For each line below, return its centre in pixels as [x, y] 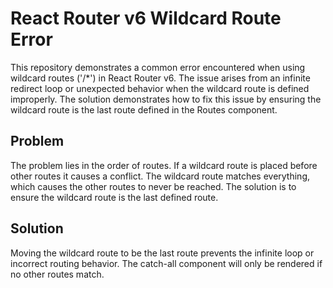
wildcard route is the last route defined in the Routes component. [144, 109]
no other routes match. [57, 274]
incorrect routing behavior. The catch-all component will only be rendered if [166, 263]
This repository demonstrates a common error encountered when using [158, 67]
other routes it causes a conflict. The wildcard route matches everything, [160, 176]
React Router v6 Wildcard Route [146, 18]
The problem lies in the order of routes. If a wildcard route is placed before [164, 165]
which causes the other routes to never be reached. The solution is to [153, 186]
